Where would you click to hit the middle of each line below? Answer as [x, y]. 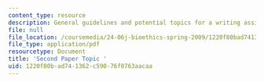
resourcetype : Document [47, 52]
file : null [26, 30]
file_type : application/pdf [54, 45]
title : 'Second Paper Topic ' [58, 59]
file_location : [33, 37]
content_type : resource [47, 15]
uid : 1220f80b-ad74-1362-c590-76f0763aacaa [81, 66]
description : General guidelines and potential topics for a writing [125, 23]
